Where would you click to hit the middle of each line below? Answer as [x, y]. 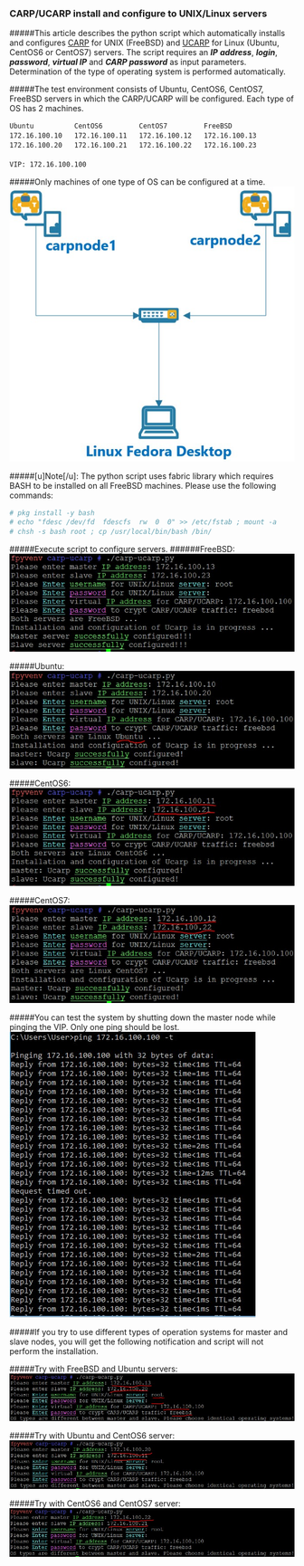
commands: [32, 495]
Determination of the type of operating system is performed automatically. [148, 72]
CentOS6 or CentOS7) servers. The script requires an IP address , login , [143, 53]
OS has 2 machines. [47, 109]
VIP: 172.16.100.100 [48, 164]
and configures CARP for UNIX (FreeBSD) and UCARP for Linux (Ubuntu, [144, 43]
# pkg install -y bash [52, 513]
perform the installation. [54, 1351]
